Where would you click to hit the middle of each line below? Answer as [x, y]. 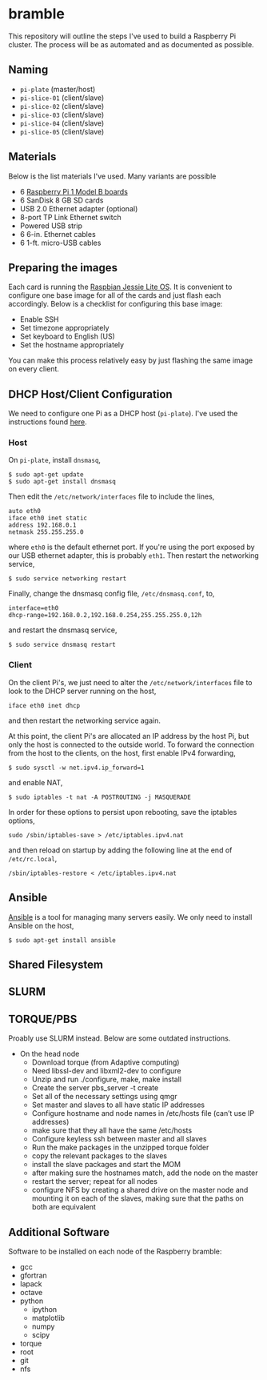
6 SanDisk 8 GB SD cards [62, 200]
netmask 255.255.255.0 [46, 532]
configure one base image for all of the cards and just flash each [115, 295]
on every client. [34, 369]
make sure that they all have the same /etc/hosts [112, 1130]
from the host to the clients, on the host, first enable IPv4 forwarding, [122, 752]
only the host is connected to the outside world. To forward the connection [132, 744]
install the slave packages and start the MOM [106, 1165]
